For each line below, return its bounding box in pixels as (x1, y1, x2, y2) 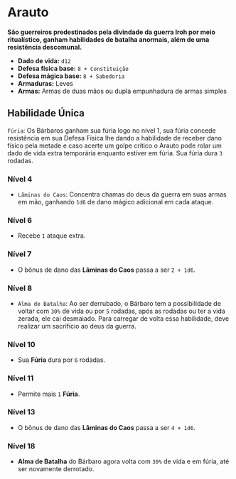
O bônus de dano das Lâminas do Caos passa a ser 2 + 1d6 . (17, 265, 195, 274)
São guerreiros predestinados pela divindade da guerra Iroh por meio (7, 28, 215, 36)
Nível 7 (7, 249, 32, 259)
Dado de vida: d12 (17, 56, 71, 65)
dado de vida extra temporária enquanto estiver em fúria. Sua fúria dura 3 (7, 148, 222, 157)
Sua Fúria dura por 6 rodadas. (17, 356, 105, 364)
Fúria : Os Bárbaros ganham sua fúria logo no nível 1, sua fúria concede (7, 126, 217, 135)
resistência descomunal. (7, 43, 82, 51)
